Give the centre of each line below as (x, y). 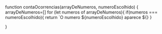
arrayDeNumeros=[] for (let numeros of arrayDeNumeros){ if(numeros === (81, 12)
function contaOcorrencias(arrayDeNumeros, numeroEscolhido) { (72, 7)
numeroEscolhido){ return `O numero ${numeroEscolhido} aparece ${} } (79, 17)
